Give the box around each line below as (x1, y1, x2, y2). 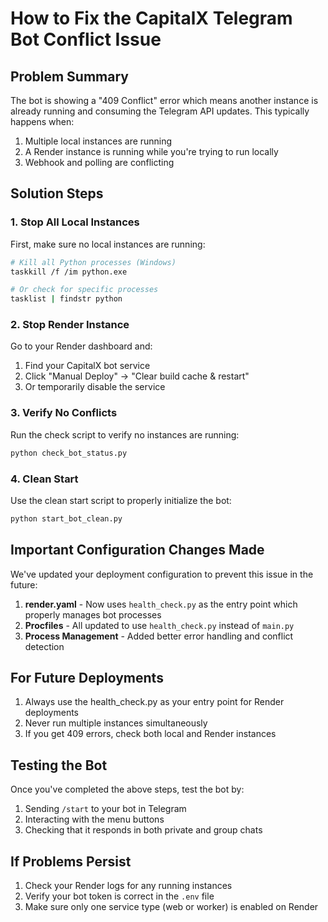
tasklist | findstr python (10, 294, 123, 304)
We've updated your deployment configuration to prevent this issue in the (10, 568, 314, 580)
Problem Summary (10, 68, 129, 85)
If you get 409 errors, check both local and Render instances (24, 728, 277, 740)
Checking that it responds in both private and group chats (24, 824, 263, 836)
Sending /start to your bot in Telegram (24, 803, 187, 815)
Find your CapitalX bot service (24, 360, 151, 372)
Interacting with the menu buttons (24, 813, 165, 826)
